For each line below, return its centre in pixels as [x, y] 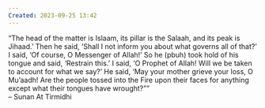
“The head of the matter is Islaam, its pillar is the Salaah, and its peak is [124, 38]
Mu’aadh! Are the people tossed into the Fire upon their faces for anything [129, 80]
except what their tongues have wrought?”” [79, 88]
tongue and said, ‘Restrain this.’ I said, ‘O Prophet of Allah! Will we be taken [131, 63]
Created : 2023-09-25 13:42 [53, 15]
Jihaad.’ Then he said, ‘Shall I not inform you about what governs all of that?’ [132, 46]
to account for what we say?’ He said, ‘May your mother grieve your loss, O [131, 71]
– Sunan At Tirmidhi [40, 96]
